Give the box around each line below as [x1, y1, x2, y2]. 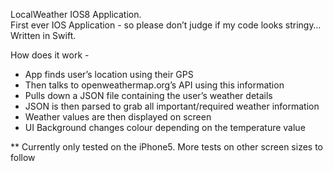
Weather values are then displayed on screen [24, 111, 212, 123]
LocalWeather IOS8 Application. [10, 9, 142, 20]
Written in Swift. [10, 30, 77, 41]
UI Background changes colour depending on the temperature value [24, 122, 306, 133]
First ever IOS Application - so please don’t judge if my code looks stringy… [10, 19, 322, 31]
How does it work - [10, 49, 90, 61]
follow [10, 152, 36, 163]
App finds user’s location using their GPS [24, 69, 194, 80]
